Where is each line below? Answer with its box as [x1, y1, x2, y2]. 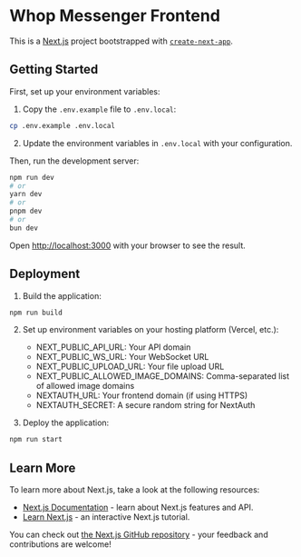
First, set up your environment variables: [9, 85, 160, 96]
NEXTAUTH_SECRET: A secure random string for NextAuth [35, 400, 256, 411]
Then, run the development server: [9, 155, 140, 166]
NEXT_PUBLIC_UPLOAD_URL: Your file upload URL [35, 361, 225, 373]
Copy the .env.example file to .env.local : [22, 104, 177, 114]
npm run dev [9, 173, 54, 182]
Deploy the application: [22, 417, 110, 428]
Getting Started [9, 62, 99, 77]
